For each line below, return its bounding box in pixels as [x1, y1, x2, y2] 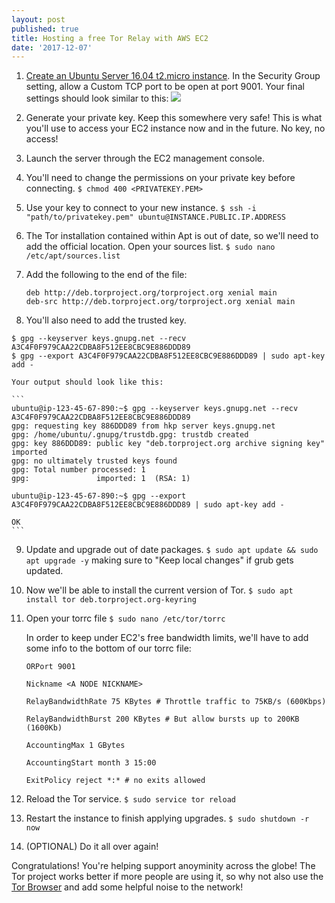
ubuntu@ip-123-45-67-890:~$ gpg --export [11, 491, 187, 501]
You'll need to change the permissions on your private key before [25, 172, 296, 184]
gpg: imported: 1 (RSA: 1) [11, 474, 191, 484]
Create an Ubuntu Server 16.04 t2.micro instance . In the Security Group [25, 70, 321, 82]
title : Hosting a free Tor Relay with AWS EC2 [11, 33, 209, 43]
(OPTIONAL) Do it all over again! [25, 841, 159, 853]
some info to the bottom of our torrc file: [25, 642, 192, 655]
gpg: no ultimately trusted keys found [11, 456, 178, 466]
